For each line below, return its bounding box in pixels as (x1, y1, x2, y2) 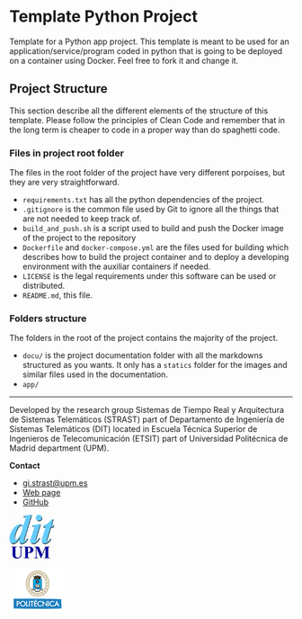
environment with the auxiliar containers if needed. (22, 261, 211, 272)
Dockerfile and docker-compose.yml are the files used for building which (22, 242, 289, 253)
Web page (22, 488, 61, 498)
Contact (9, 461, 40, 471)
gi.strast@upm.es (22, 478, 88, 489)
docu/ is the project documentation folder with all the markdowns (22, 350, 263, 361)
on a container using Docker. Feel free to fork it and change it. (9, 55, 239, 66)
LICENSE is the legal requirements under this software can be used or (22, 271, 277, 282)
